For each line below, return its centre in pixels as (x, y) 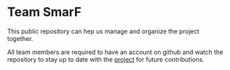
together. (20, 38)
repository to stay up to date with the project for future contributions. (106, 59)
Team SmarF (44, 12)
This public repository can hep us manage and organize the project (103, 31)
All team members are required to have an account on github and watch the (115, 52)
